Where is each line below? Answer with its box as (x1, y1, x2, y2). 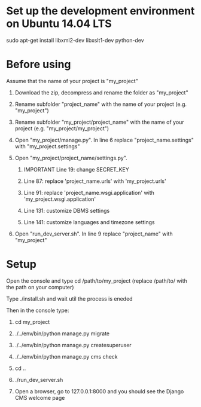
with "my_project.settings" (14, 142, 80, 150)
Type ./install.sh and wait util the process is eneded (6, 295, 133, 302)
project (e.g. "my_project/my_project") (14, 124, 109, 132)
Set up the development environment (6, 4, 195, 18)
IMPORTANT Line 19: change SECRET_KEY (23, 166, 130, 173)
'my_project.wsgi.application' (23, 195, 96, 203)
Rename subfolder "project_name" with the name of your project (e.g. (14, 100, 187, 108)
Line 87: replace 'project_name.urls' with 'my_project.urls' (23, 178, 166, 185)
